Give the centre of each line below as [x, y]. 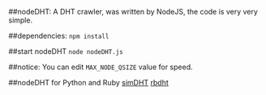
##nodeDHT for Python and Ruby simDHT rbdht [88, 83]
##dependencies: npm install [59, 36]
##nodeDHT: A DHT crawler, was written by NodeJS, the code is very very [133, 12]
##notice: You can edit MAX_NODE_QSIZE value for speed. [101, 67]
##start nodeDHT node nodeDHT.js [66, 51]
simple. [21, 20]
